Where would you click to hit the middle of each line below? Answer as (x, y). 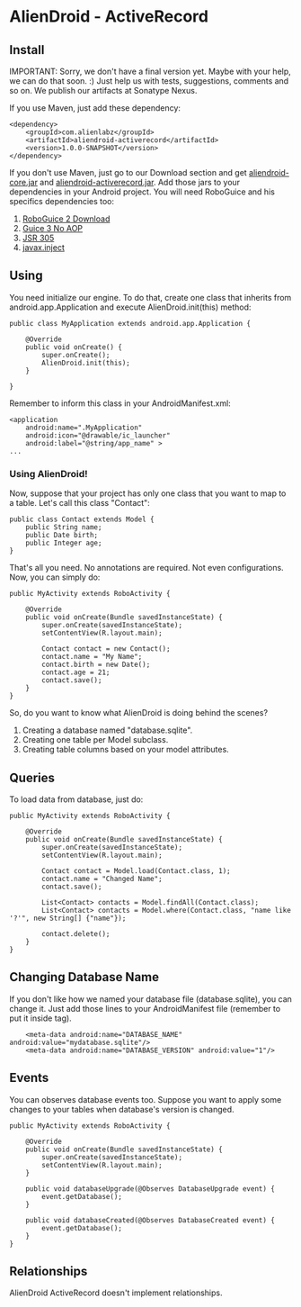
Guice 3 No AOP (53, 228)
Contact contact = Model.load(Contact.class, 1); (136, 870)
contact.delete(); (76, 933)
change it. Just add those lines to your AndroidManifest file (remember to (145, 1008)
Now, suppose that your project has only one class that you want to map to (148, 493)
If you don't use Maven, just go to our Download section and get (128, 172)
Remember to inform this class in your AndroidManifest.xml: (120, 403)
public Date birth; (62, 536)
